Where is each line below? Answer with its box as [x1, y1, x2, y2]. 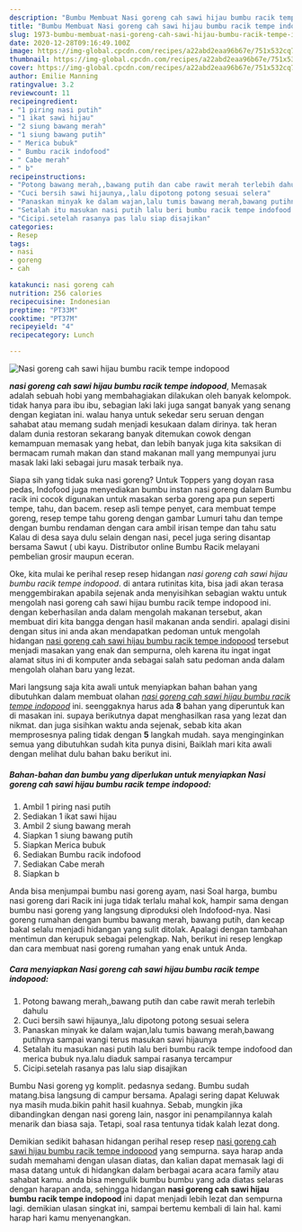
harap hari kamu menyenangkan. [9, 1212, 131, 1223]
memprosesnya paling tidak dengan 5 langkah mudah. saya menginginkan [9, 730, 285, 740]
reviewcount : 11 [9, 88, 70, 97]
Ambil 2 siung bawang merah [22, 820, 131, 831]
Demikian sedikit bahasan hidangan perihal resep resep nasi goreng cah [9, 1136, 277, 1147]
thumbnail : [9, 55, 50, 64]
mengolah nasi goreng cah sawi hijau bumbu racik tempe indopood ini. [9, 598, 271, 607]
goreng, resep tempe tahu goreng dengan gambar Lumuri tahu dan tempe [9, 513, 283, 523]
